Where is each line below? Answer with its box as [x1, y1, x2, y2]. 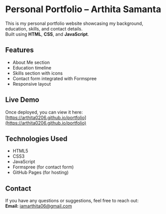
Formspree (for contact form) [12, 164, 74, 170]
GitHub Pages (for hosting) [12, 169, 69, 175]
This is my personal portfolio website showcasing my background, [5, 20, 143, 26]
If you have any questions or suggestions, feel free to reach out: [5, 198, 139, 204]
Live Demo [5, 95, 39, 104]
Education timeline [12, 64, 52, 70]
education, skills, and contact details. [5, 25, 83, 31]
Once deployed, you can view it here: [5, 109, 83, 115]
